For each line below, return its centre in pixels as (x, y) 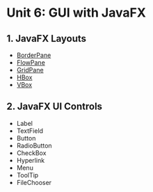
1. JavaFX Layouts (47, 39)
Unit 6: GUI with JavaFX (76, 13)
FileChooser (34, 182)
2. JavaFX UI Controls (54, 107)
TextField (30, 131)
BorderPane (34, 55)
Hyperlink (31, 160)
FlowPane (31, 63)
